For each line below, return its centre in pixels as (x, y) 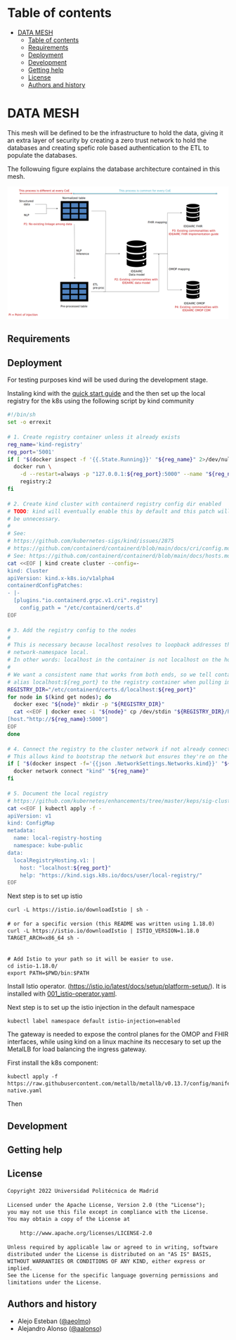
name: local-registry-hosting (58, 838)
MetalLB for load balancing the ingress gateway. (77, 1049)
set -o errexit (29, 422)
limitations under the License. (54, 1282)
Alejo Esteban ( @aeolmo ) (54, 1321)
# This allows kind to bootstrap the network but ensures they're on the (118, 756)
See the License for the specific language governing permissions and (113, 1275)
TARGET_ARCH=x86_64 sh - (44, 938)
